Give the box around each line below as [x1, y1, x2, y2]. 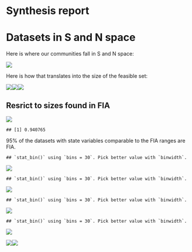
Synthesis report [6, 4, 90, 18]
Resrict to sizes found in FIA [6, 101, 110, 111]
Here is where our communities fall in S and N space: [6, 50, 135, 57]
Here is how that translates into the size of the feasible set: [6, 73, 148, 80]
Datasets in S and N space [6, 31, 136, 44]
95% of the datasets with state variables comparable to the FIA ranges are [6, 137, 186, 144]
